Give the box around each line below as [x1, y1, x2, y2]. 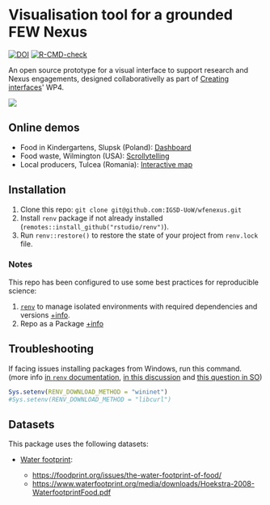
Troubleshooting [8, 342, 95, 356]
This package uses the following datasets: [8, 439, 150, 449]
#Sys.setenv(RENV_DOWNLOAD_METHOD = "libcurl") [8, 395, 172, 403]
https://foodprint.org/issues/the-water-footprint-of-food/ [32, 470, 222, 480]
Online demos [8, 121, 80, 135]
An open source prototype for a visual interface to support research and [8, 65, 249, 74]
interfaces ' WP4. [8, 82, 65, 92]
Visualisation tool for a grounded [8, 6, 233, 24]
